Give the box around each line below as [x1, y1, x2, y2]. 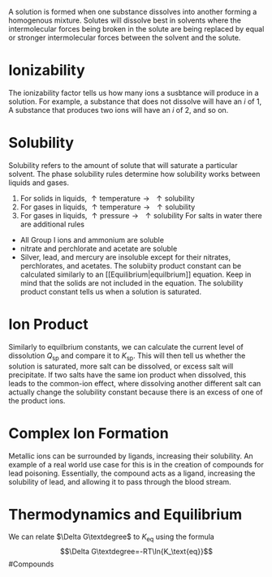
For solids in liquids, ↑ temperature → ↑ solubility [19, 193, 195, 203]
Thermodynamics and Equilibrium [8, 505, 243, 523]
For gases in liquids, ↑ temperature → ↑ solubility [19, 202, 196, 212]
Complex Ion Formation [8, 424, 169, 442]
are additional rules [19, 219, 85, 229]
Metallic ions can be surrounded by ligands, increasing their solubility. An [8, 450, 253, 461]
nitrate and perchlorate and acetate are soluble [19, 243, 178, 253]
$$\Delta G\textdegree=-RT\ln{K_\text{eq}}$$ [59, 547, 214, 557]
